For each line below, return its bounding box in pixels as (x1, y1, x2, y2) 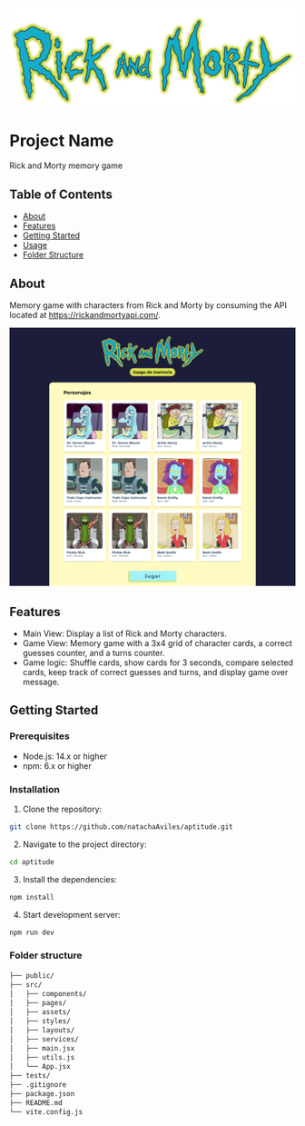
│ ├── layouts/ (9, 1025, 75, 1034)
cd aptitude (9, 857, 54, 866)
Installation (9, 782, 61, 795)
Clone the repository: (22, 803, 103, 815)
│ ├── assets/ (9, 1007, 71, 1016)
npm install (9, 892, 54, 902)
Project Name (9, 130, 114, 151)
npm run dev (9, 928, 54, 937)
